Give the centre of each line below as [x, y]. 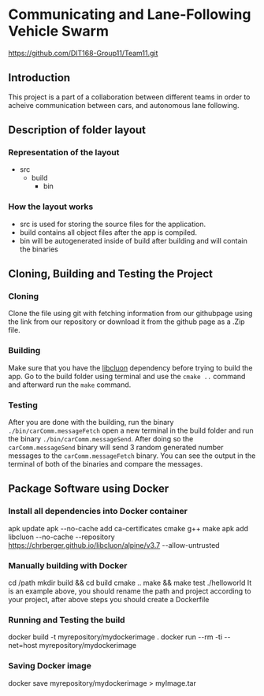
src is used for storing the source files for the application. [113, 224]
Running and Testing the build [67, 620]
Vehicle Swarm [58, 31]
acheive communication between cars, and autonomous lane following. [124, 105]
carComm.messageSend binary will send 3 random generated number [116, 448]
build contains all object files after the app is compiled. [108, 232]
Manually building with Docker [68, 565]
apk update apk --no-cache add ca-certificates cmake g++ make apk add [128, 528]
